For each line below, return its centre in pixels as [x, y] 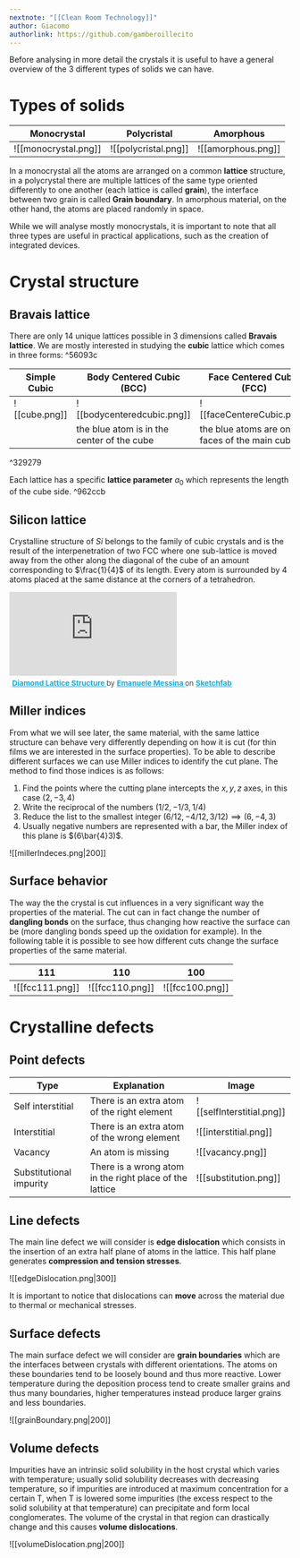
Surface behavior [59, 882]
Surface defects [55, 1334]
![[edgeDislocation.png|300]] [63, 1279]
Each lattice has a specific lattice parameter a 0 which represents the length [149, 481]
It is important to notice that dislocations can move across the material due [147, 1296]
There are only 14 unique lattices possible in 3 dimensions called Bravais [143, 336]
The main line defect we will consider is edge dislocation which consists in [147, 1242]
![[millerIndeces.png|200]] [58, 852]
